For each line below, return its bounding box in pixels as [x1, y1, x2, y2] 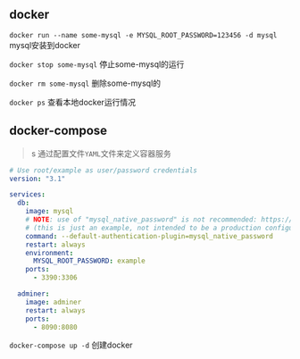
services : [9, 190, 46, 199]
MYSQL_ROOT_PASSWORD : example [32, 256, 146, 266]
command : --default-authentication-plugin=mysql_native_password [25, 231, 274, 240]
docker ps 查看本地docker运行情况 [9, 96, 137, 107]
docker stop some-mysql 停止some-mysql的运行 [9, 58, 185, 70]
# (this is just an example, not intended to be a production [25, 223, 262, 232]
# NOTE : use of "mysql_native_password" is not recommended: [25, 215, 257, 224]
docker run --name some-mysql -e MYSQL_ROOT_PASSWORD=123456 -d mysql [9, 30, 278, 39]
